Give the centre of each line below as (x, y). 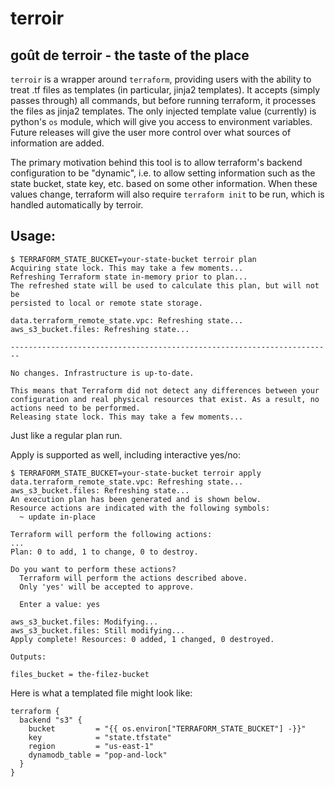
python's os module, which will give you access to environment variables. (161, 121)
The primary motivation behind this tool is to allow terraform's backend (156, 162)
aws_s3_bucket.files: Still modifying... (98, 630)
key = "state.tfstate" (100, 737)
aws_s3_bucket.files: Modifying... (84, 622)
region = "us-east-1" (91, 746)
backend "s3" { (51, 720)
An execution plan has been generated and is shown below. (136, 499)
